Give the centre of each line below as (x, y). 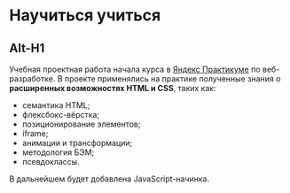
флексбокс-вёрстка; (61, 115)
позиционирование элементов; (81, 124)
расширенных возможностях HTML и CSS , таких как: (113, 88)
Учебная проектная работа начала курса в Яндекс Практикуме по (135, 69)
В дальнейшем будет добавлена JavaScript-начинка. (110, 179)
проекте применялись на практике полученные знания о (173, 79)
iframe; (35, 133)
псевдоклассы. (51, 162)
